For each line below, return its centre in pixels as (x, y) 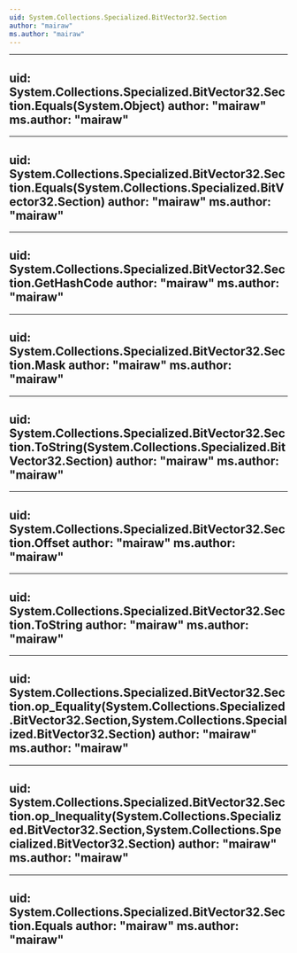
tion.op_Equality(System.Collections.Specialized (147, 707)
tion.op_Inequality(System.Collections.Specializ (145, 816)
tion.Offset (40, 543)
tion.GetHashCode (61, 283)
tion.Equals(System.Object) (87, 106)
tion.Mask (38, 366)
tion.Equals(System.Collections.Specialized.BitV (147, 187)
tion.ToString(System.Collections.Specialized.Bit (147, 447)
